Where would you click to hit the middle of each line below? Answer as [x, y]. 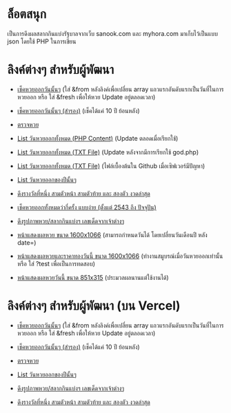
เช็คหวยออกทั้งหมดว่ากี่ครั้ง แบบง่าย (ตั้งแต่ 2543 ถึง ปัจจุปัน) [87, 207]
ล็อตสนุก [27, 14]
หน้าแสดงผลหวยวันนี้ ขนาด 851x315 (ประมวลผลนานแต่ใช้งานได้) [93, 277]
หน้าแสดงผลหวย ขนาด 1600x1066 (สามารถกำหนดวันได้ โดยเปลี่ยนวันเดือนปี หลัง [112, 234]
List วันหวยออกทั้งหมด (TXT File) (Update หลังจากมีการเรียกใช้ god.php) [108, 152]
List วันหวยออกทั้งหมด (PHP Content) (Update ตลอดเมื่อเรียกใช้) [98, 138]
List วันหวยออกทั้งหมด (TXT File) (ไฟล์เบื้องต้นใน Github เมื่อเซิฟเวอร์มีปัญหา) [111, 165]
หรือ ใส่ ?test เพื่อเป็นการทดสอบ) [56, 263]
